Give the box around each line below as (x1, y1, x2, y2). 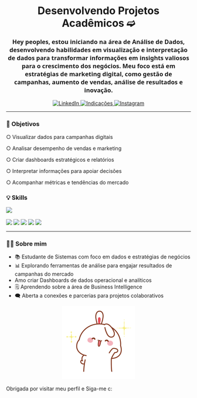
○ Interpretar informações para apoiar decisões (6, 167, 122, 174)
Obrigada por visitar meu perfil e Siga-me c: (6, 385, 113, 392)
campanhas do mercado (14, 271, 74, 278)
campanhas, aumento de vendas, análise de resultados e (14, 78, 183, 87)
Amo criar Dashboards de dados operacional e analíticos (14, 277, 152, 284)
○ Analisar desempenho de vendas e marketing (6, 145, 122, 152)
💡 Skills (6, 193, 28, 202)
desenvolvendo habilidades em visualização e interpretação (9, 46, 188, 55)
